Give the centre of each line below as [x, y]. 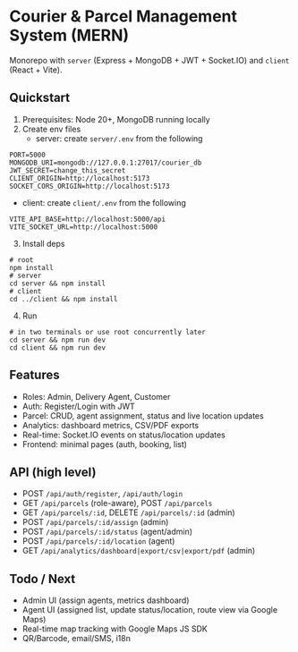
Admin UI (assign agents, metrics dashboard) [106, 600]
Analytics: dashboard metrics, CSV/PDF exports [111, 425]
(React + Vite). [36, 70]
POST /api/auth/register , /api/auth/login [102, 494]
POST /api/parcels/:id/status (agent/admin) [107, 532]
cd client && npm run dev [57, 347]
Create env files [51, 129]
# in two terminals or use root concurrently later [107, 332]
